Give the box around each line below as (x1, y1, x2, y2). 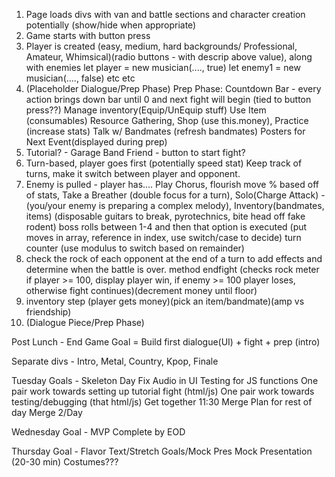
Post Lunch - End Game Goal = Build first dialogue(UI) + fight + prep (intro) (11, 336, 321, 348)
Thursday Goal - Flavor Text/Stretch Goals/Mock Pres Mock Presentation (11, 445, 313, 457)
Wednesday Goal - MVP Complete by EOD (11, 426, 186, 438)
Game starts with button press (25, 30, 151, 41)
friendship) (25, 306, 72, 318)
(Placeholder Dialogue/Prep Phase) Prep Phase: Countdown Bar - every (25, 83, 322, 94)
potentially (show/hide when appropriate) (25, 19, 197, 31)
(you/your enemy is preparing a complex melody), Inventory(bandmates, (25, 200, 325, 211)
